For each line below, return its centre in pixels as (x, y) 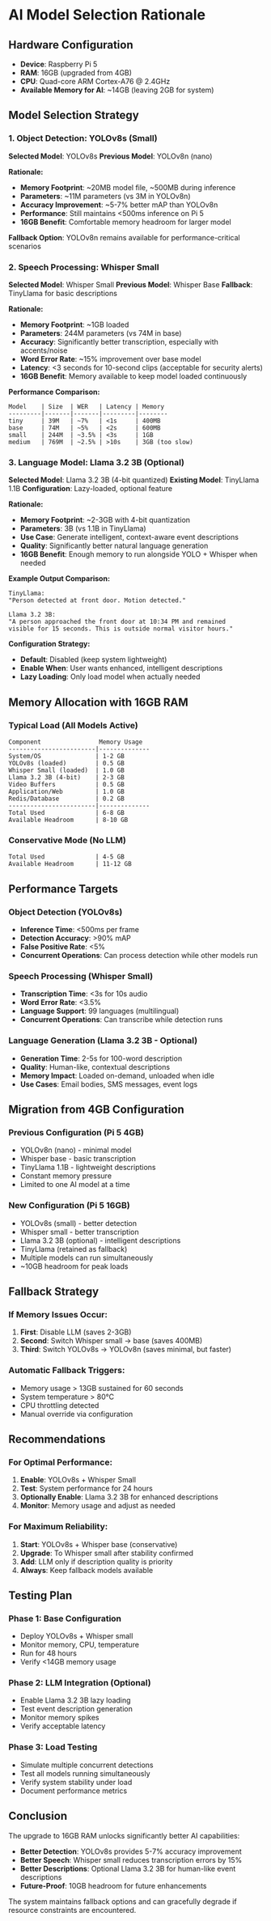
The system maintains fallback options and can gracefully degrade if (123, 1901)
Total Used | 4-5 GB (67, 857)
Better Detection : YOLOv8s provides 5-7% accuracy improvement (131, 1851)
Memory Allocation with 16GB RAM (98, 702)
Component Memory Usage (76, 742)
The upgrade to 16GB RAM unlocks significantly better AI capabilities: (124, 1835)
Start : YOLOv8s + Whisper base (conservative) (99, 1544)
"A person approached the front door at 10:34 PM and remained (117, 622)
